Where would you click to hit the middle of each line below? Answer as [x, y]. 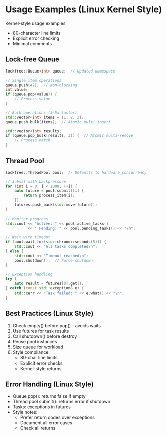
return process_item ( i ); [49, 196]
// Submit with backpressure [36, 182]
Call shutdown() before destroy [45, 336]
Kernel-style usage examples [35, 23]
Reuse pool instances [35, 341]
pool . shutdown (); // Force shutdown [54, 260]
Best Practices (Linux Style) [49, 313]
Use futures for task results [41, 331]
